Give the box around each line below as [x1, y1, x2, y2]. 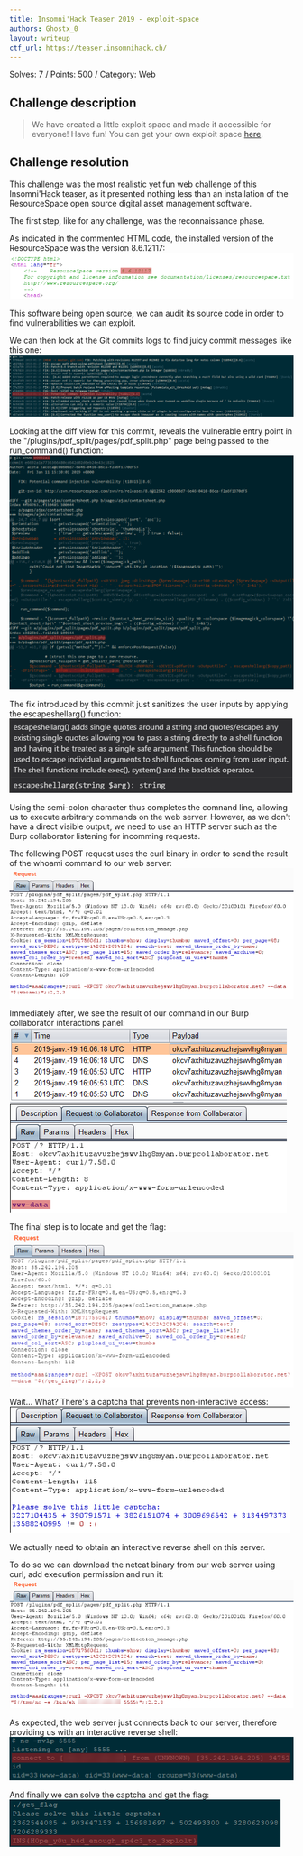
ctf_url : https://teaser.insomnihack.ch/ [9, 43, 168, 52]
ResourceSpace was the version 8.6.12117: [9, 242, 166, 253]
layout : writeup [9, 33, 70, 42]
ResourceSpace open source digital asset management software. [9, 198, 252, 208]
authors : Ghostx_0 [9, 23, 78, 33]
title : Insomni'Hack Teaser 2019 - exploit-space [9, 14, 200, 23]
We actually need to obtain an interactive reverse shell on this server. [9, 1541, 266, 1552]
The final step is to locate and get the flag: [9, 1221, 167, 1232]
